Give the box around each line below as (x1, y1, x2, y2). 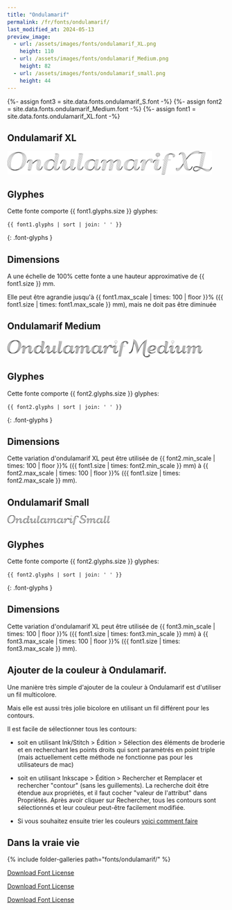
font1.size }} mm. (7, 279, 55, 288)
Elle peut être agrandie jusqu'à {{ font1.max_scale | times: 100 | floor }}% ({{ (7, 293, 224, 301)
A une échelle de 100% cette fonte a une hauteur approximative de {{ (7, 272, 205, 280)
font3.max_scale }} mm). (7, 644, 78, 653)
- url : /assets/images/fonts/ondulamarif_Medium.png (13, 56, 169, 63)
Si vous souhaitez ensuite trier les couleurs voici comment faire (17, 817, 199, 825)
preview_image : (7, 33, 51, 40)
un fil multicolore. (7, 690, 57, 699)
